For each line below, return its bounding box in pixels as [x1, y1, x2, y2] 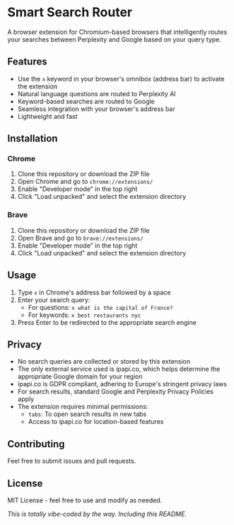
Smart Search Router [7, 4, 133, 21]
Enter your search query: [17, 295, 90, 304]
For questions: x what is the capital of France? [28, 303, 173, 311]
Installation [7, 132, 58, 145]
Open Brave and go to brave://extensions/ [17, 233, 144, 242]
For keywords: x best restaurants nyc [28, 311, 141, 319]
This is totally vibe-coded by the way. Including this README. [7, 509, 187, 518]
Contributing [7, 438, 65, 450]
